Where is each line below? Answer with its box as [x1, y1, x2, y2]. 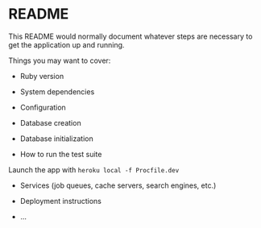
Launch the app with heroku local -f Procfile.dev [8, 164, 180, 174]
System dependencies [19, 86, 95, 97]
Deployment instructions [19, 196, 102, 205]
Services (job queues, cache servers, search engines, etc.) [19, 180, 217, 190]
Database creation [19, 118, 82, 127]
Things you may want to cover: [8, 56, 111, 65]
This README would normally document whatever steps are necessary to [8, 31, 253, 41]
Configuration [19, 102, 66, 112]
